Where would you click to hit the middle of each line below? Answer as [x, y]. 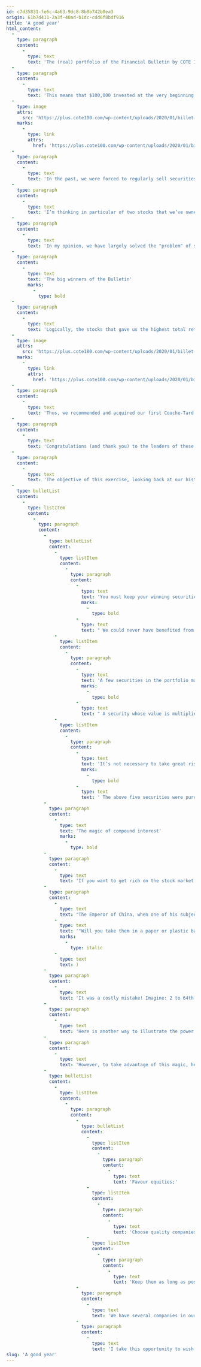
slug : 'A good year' [32, 1354]
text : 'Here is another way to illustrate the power [127, 1031]
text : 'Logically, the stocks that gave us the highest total [107, 329]
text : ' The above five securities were [132, 798]
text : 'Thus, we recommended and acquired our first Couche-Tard [111, 413]
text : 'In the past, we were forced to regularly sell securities [112, 179]
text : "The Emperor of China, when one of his [119, 915]
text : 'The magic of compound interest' [111, 831]
